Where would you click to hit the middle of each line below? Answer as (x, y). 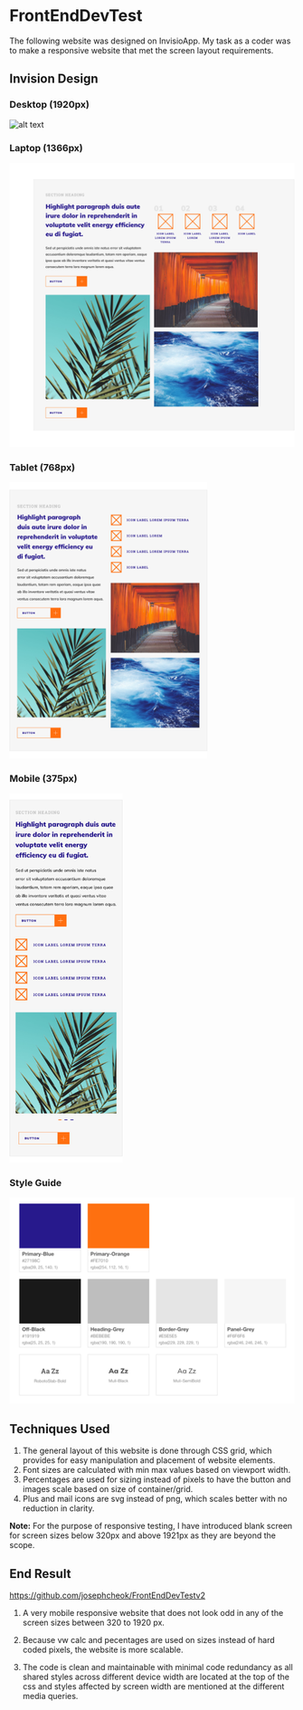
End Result (40, 1574)
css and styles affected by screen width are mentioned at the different (153, 1686)
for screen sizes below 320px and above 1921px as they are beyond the (142, 1535)
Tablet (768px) (42, 467)
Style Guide (35, 1183)
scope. (22, 1545)
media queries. (50, 1696)
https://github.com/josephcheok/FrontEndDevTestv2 (108, 1596)
